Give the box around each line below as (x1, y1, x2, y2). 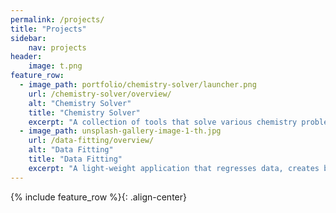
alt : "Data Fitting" (28, 145, 114, 155)
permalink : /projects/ (10, 14, 105, 25)
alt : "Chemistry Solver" (28, 98, 132, 108)
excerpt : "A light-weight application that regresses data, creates (28, 163, 320, 173)
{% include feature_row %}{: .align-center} (10, 191, 187, 203)
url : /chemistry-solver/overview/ (28, 89, 172, 99)
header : (10, 52, 43, 62)
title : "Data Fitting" (28, 154, 123, 164)
